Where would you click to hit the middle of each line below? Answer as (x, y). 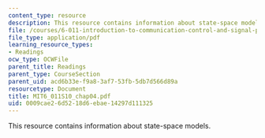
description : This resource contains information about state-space (123, 23)
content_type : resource (47, 15)
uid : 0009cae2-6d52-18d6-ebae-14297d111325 (81, 103)
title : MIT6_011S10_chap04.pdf (60, 96)
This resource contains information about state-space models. (110, 126)
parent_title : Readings (47, 67)
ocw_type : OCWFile (38, 60)
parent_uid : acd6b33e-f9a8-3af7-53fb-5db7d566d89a (93, 81)
